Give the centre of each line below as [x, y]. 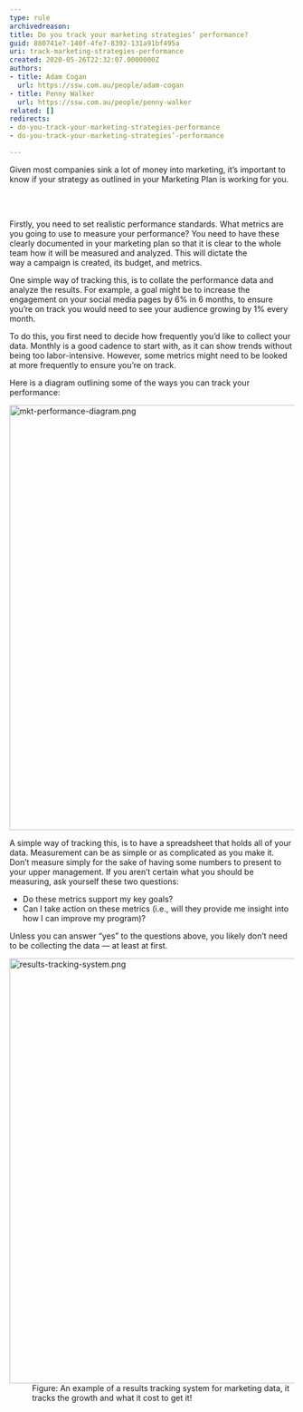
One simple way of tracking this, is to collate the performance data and [142, 280]
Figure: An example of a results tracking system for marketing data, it [161, 1388]
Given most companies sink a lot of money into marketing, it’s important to [148, 170]
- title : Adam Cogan [48, 77]
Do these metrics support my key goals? [98, 899]
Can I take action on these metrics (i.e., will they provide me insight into [156, 909]
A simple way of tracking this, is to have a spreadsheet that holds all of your [151, 842]
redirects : [30, 119]
